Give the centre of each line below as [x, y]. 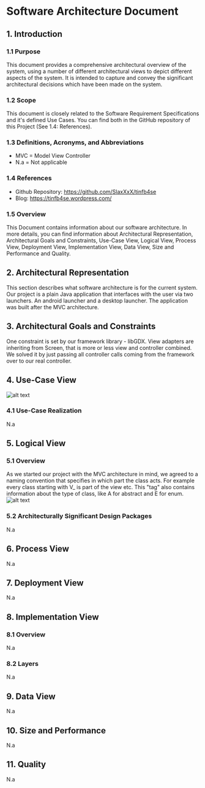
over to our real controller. [39, 361]
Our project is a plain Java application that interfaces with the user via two [100, 294]
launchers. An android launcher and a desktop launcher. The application [97, 300]
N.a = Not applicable [41, 162]
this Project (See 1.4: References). [49, 126]
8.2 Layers [22, 664]
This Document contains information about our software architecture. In [97, 228]
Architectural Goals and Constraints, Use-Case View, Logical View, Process [101, 241]
